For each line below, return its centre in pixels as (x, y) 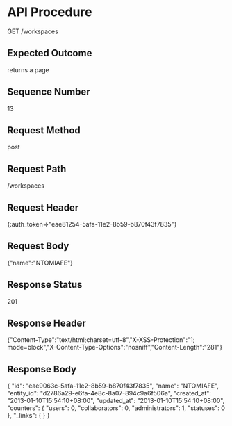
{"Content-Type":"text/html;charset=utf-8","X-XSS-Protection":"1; (101, 340)
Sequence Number (49, 92)
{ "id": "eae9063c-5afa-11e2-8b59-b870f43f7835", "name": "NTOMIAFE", (113, 386)
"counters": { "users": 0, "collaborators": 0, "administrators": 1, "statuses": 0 (116, 408)
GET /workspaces (33, 31)
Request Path (37, 169)
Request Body (38, 246)
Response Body (42, 369)
